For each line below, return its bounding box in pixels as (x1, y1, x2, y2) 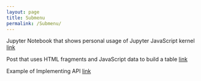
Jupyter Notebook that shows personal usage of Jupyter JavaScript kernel (6, 37, 195, 45)
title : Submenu (6, 15, 45, 21)
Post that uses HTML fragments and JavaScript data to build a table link (6, 56, 188, 63)
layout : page (6, 9, 40, 15)
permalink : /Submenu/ (6, 20, 62, 26)
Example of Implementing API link (6, 67, 91, 75)
